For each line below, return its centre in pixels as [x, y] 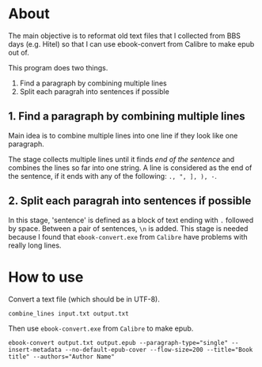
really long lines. [35, 245]
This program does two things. [58, 67]
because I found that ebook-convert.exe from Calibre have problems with [128, 236]
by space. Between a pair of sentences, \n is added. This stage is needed [128, 228]
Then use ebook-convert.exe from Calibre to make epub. [101, 328]
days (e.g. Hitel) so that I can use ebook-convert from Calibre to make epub [131, 44]
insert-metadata [35, 350]
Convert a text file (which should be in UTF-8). [84, 299]
